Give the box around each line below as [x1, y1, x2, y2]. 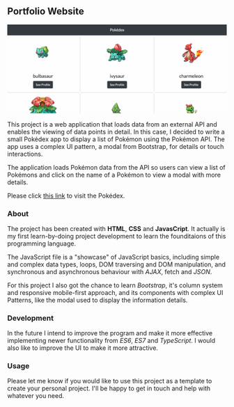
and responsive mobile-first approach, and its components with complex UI [7, 288, 224, 296]
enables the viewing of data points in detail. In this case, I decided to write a [7, 127, 225, 136]
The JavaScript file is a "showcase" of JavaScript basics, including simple [7, 253, 220, 261]
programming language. [7, 239, 77, 248]
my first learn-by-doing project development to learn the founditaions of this [7, 232, 226, 240]
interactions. [7, 150, 43, 158]
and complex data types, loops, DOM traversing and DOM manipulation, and [7, 260, 226, 269]
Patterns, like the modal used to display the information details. [7, 296, 188, 304]
